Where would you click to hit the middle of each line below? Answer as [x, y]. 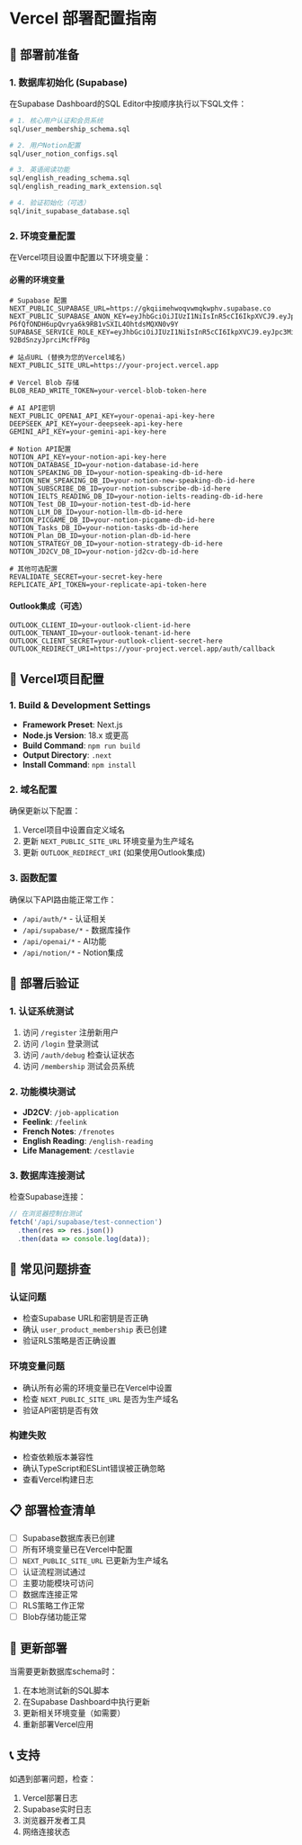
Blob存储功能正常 [54, 1617]
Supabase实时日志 [57, 1809]
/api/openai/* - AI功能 [64, 940]
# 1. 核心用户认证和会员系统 [56, 121]
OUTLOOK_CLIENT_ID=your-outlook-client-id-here [100, 625]
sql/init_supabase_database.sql [70, 211]
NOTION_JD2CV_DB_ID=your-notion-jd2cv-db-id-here [104, 552]
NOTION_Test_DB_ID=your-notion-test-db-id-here [100, 505]
